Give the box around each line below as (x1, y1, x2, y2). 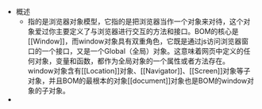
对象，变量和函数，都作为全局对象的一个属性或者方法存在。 (34, 56, 230, 66)
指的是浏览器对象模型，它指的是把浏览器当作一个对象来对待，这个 (27, 17, 244, 26)
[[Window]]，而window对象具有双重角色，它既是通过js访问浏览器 (27, 36, 242, 46)
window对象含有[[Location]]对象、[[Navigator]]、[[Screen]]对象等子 (27, 66, 251, 75)
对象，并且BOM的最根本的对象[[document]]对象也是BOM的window (27, 76, 248, 85)
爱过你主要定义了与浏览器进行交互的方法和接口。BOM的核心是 (34, 27, 240, 36)
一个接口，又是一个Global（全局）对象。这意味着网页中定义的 (41, 47, 244, 55)
